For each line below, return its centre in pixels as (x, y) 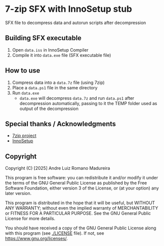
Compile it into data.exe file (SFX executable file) (62, 55)
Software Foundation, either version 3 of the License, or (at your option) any (82, 188)
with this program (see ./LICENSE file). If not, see (55, 233)
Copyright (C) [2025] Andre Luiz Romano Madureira (58, 168)
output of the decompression (49, 109)
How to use (23, 70)
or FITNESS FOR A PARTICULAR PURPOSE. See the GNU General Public (78, 213)
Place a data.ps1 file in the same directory (55, 87)
